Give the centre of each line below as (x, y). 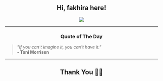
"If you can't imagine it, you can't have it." (59, 47)
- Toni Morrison (33, 52)
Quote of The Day (81, 36)
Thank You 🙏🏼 (81, 72)
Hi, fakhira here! (81, 8)
